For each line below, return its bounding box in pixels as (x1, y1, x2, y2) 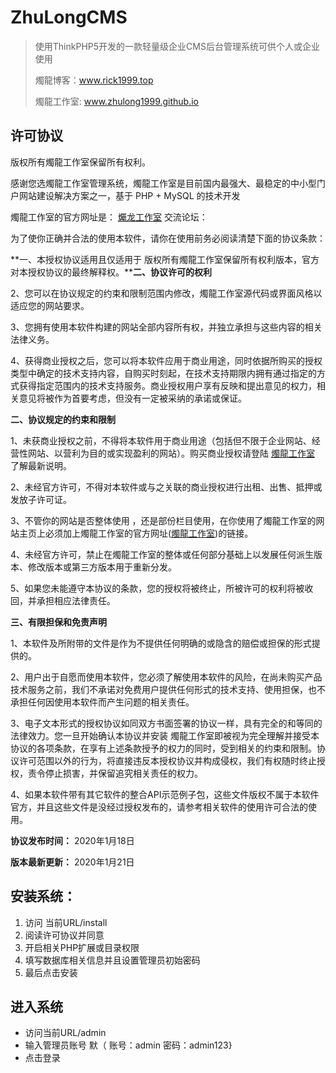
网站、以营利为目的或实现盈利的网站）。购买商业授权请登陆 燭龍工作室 (27, 447, 315, 459)
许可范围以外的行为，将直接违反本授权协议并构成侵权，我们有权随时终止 (18, 754, 317, 766)
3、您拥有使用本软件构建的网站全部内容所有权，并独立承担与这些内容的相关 (10, 321, 323, 333)
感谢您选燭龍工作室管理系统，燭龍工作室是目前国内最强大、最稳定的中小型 (10, 177, 317, 189)
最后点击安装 (24, 966, 78, 978)
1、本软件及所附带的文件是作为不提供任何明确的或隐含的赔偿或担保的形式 (10, 637, 312, 649)
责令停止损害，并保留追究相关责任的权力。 (27, 767, 203, 779)
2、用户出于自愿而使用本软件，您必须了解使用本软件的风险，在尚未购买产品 (10, 671, 323, 683)
